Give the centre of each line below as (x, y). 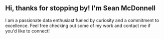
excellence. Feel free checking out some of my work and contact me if (78, 25)
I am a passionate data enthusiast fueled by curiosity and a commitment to (82, 20)
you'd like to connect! (28, 31)
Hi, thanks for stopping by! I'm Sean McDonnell (80, 8)
